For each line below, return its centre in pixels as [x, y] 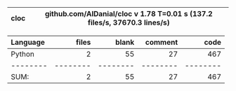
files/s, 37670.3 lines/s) [129, 22]
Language [28, 42]
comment [161, 42]
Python [23, 54]
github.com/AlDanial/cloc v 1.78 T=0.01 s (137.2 [129, 14]
